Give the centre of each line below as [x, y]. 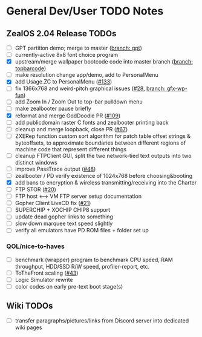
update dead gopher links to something [64, 217]
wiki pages [28, 327]
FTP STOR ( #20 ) [35, 189]
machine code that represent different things [71, 149]
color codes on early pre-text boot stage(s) [69, 286]
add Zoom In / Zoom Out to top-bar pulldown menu [79, 102]
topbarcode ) [31, 68]
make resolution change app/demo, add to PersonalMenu [86, 75]
